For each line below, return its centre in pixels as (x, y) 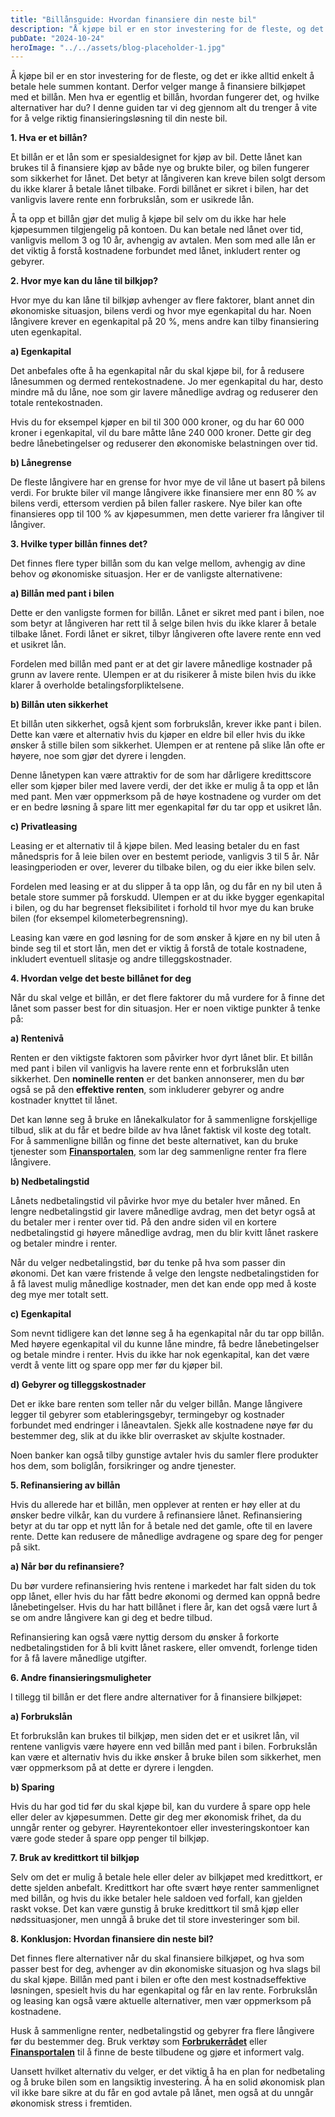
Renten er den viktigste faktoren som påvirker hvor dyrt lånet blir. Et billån (161, 1058)
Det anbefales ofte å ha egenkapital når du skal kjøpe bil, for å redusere (157, 371)
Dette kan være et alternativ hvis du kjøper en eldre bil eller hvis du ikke (158, 735)
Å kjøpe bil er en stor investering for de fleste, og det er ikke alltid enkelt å (162, 76)
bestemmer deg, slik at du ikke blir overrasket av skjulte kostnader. (148, 1436)
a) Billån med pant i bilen (62, 593)
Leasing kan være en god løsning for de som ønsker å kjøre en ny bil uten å (165, 938)
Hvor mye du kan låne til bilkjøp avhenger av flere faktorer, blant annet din (162, 300)
